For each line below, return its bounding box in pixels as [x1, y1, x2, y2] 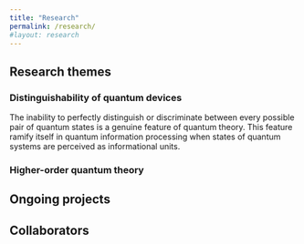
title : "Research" [9, 13, 79, 23]
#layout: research [9, 30, 79, 39]
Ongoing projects [9, 192, 111, 208]
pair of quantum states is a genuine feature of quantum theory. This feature [9, 122, 293, 133]
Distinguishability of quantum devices [9, 91, 183, 104]
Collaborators [9, 222, 89, 238]
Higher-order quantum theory [9, 163, 144, 176]
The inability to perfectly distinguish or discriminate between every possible [9, 112, 295, 123]
